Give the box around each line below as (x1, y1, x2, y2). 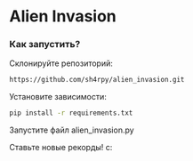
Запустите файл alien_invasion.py (9, 125, 135, 135)
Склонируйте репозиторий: (9, 58, 114, 68)
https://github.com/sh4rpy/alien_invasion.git (9, 76, 185, 85)
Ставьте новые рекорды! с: (9, 142, 113, 153)
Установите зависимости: (9, 92, 107, 102)
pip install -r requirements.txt (9, 109, 133, 117)
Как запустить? (9, 38, 81, 51)
